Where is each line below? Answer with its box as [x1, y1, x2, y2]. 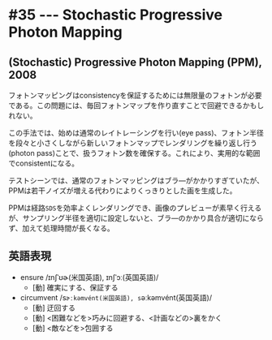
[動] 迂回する [32, 303, 76, 312]
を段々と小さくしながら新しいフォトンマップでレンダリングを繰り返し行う [8, 138, 257, 148]
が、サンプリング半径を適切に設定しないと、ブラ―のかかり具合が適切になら [8, 213, 264, 222]
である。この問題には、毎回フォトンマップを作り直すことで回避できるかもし [8, 101, 265, 110]
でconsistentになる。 [8, 158, 80, 168]
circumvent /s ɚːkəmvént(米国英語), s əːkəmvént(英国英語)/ [19, 292, 213, 302]
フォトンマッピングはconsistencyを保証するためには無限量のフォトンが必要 [8, 91, 262, 100]
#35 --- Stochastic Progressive [8, 6, 223, 24]
